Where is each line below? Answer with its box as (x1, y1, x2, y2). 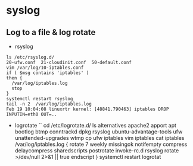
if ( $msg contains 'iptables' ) (6, 70, 89, 76)
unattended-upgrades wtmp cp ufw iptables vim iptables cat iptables (14, 135, 185, 141)
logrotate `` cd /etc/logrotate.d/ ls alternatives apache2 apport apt (14, 122, 177, 129)
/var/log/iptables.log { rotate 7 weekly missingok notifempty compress (14, 141, 188, 148)
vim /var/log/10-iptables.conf (6, 65, 84, 71)
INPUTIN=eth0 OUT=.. (6, 111, 58, 117)
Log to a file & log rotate (6, 27, 96, 37)
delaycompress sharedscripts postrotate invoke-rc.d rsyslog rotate (14, 147, 179, 154)
